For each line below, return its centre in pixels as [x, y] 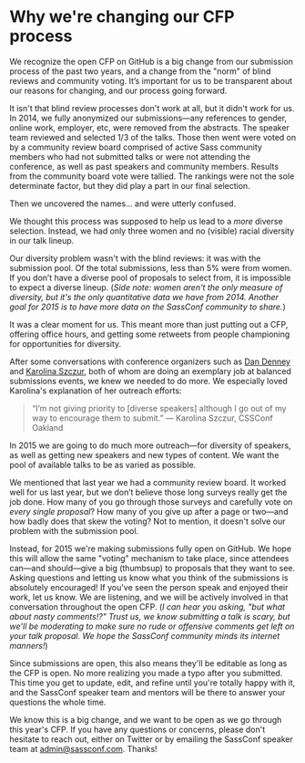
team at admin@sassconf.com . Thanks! [83, 748]
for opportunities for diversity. [66, 343]
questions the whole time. [58, 702]
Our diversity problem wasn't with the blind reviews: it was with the [135, 258]
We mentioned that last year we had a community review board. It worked [148, 482]
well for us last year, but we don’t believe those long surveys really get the [148, 492]
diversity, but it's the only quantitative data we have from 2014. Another [144, 297]
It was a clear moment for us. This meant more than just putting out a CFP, [149, 324]
